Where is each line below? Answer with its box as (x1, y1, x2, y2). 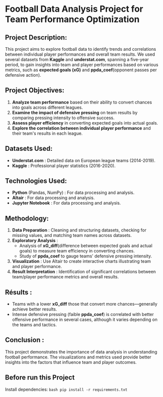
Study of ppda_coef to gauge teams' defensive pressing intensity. (19, 253, 152, 259)
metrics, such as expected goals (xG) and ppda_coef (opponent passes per (5, 67, 157, 73)
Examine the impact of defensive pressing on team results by (12, 109, 138, 115)
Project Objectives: (5, 86, 65, 95)
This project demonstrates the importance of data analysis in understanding (5, 349, 157, 355)
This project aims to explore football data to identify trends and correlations (5, 46, 157, 52)
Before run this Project (5, 374, 75, 382)
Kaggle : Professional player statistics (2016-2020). (12, 163, 116, 168)
